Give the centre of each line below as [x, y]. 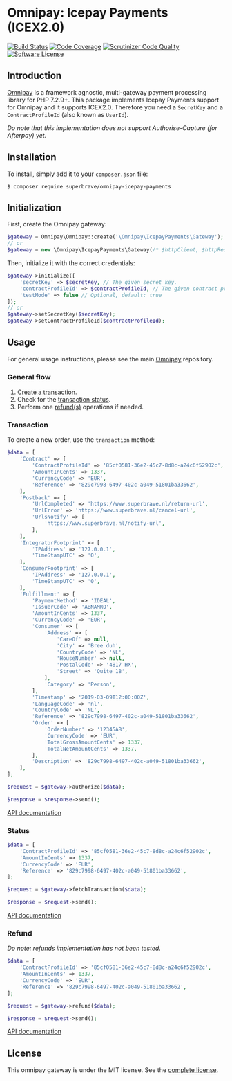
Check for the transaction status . [64, 400]
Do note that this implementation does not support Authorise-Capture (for [112, 128]
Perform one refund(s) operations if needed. [80, 407]
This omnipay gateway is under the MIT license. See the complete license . [113, 1070]
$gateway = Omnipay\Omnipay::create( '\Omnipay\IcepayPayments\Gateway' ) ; [116, 237]
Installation [32, 157]
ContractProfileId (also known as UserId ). [68, 114]
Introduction [35, 76]
